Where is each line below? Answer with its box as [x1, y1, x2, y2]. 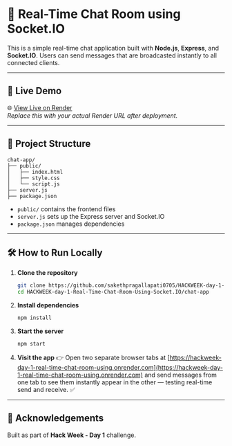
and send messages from [144, 371, 217, 379]
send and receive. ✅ [17, 385, 76, 393]
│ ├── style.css [7, 175, 60, 181]
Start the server [17, 327, 64, 335]
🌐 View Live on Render [7, 103, 72, 111]
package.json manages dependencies [17, 220, 125, 228]
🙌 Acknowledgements [7, 412, 104, 425]
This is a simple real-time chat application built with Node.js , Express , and [7, 44, 220, 52]
